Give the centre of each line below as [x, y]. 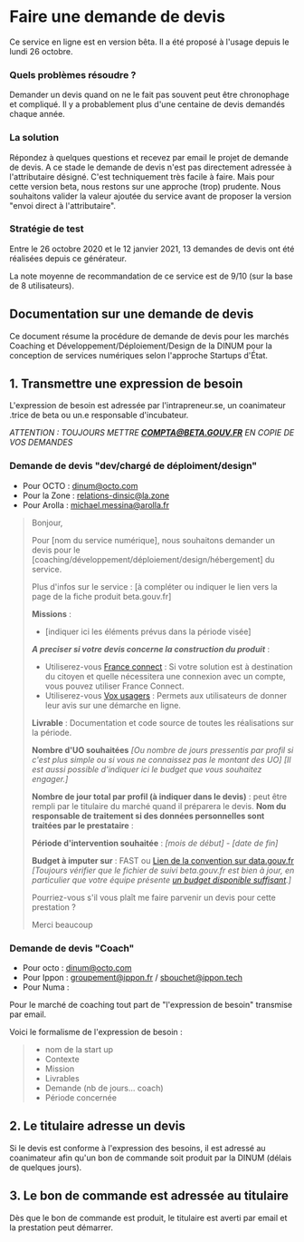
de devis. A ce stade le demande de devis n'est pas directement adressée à [151, 167]
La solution [34, 138]
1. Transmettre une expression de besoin [126, 384]
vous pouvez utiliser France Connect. [114, 686]
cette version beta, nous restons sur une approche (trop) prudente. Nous [145, 186]
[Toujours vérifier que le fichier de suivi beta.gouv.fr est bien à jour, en [163, 870]
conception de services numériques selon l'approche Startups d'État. [139, 355]
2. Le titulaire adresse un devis [97, 1126]
